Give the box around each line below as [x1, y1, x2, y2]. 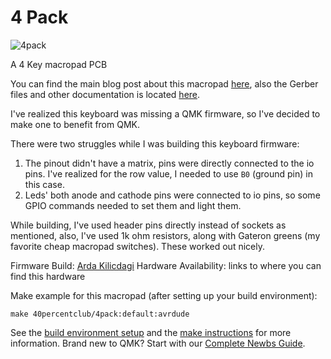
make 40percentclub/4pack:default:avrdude [10, 309, 190, 319]
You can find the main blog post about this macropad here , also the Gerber [10, 77, 319, 90]
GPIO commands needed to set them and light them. [24, 199, 242, 211]
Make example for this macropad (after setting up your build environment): [10, 289, 318, 301]
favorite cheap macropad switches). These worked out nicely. [10, 240, 265, 252]
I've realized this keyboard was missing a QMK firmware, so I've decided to [10, 107, 321, 120]
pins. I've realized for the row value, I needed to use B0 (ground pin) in [24, 167, 313, 180]
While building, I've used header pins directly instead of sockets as [10, 219, 287, 231]
